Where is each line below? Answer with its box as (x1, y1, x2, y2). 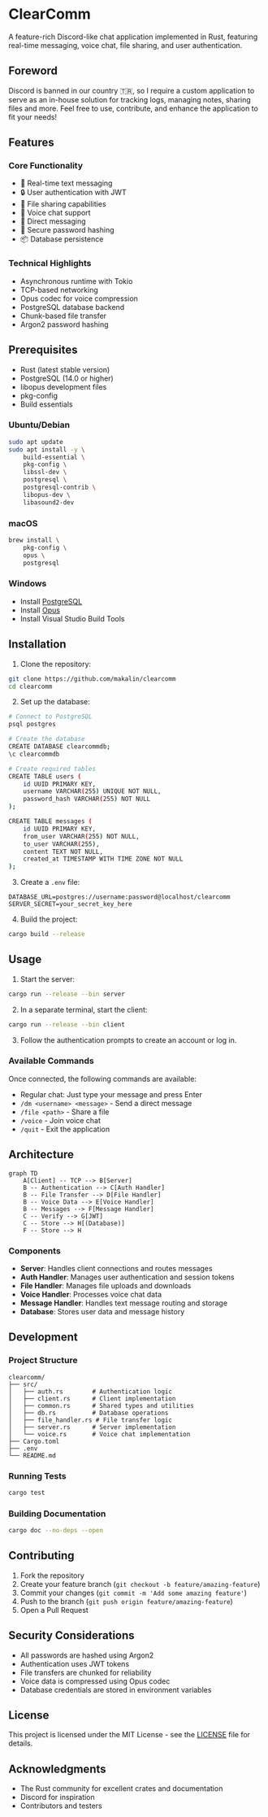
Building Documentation (8, 1508, 106, 1519)
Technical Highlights (8, 258, 92, 269)
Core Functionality (8, 160, 84, 172)
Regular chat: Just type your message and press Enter (19, 1089, 203, 1099)
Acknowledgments (8, 1762, 107, 1776)
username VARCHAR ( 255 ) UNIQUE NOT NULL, (23, 787, 162, 795)
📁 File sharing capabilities (19, 199, 107, 209)
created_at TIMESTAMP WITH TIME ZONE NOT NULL (23, 855, 184, 863)
